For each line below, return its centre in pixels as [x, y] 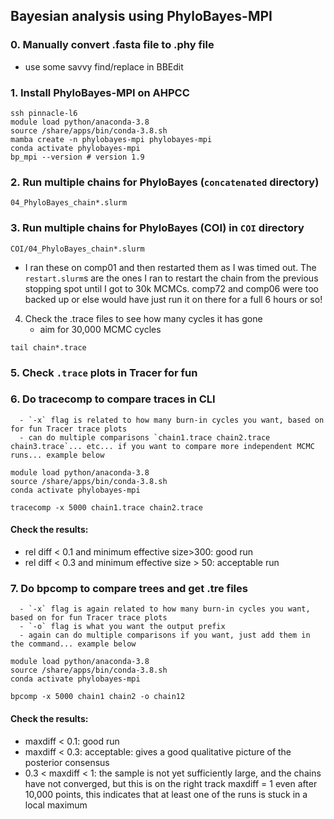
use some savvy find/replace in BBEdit [104, 66]
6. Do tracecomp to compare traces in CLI [113, 399]
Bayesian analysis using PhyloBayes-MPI [141, 16]
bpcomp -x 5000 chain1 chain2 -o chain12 [98, 697]
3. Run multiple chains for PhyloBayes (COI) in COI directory [157, 228]
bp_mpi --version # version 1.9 [77, 157]
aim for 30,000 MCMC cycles [100, 329]
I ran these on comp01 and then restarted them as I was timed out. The [170, 267]
